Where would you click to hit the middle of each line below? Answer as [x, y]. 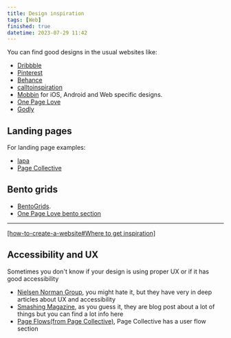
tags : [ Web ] [24, 20]
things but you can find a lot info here [70, 314]
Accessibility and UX [53, 255]
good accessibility [33, 278]
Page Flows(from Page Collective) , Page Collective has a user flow [111, 321]
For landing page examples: [46, 148]
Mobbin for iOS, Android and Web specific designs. [90, 95]
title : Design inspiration [46, 13]
